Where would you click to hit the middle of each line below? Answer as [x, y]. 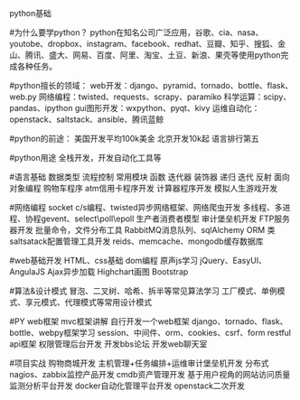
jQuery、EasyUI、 [233, 260]
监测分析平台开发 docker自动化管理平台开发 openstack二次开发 [127, 386]
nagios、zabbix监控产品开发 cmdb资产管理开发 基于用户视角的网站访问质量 [150, 374]
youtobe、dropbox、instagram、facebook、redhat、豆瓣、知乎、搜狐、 [144, 44]
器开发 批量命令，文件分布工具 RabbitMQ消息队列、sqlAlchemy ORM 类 [142, 230]
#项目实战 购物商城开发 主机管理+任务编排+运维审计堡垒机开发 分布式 [139, 363]
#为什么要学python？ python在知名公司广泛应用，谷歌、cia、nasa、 [136, 33]
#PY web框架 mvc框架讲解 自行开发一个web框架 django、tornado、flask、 [149, 321]
